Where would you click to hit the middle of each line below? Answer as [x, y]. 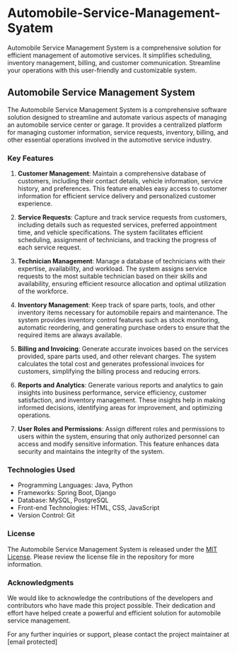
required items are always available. [70, 335]
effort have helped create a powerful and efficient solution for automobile [114, 613]
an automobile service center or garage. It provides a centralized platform [115, 125]
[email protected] [33, 642]
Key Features [31, 158]
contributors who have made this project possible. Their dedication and [111, 605]
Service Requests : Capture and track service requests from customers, [122, 217]
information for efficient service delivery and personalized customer [117, 196]
